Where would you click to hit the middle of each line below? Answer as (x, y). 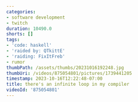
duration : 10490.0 (29, 28)
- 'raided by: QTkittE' (36, 51)
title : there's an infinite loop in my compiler (68, 85)
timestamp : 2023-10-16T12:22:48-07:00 (54, 79)
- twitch (17, 23)
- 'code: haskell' (29, 46)
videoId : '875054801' (33, 90)
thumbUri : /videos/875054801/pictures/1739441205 (69, 73)
